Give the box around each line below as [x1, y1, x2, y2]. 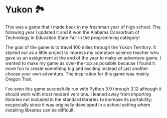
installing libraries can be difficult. [5, 107, 75, 113]
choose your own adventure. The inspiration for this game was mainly [5, 70, 149, 76]
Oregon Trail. [5, 76, 33, 82]
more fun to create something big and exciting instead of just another [5, 65, 148, 71]
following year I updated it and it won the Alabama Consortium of [5, 29, 139, 35]
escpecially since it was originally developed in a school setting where [5, 101, 150, 107]
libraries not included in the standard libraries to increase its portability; [5, 96, 152, 102]
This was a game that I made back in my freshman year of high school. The [5, 23, 161, 30]
